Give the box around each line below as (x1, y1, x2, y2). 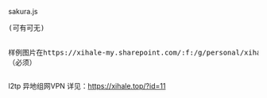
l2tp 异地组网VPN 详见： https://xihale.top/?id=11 (8, 81, 166, 90)
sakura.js (8, 7, 38, 16)
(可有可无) (8, 24, 45, 32)
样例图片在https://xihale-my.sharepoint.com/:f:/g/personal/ (8, 48, 245, 57)
